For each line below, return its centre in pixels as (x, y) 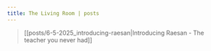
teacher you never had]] (58, 40)
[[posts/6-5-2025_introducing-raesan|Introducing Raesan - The (114, 33)
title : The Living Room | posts (53, 13)
